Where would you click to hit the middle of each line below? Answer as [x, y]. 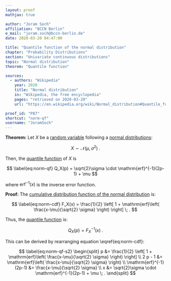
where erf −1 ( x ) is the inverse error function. [51, 184]
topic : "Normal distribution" [37, 62]
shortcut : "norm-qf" [27, 118]
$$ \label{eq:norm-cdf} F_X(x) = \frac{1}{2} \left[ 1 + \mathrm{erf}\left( [85, 204]
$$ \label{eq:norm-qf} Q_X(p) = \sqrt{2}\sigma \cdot [62, 168]
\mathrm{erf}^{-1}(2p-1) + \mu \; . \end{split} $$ [85, 273]
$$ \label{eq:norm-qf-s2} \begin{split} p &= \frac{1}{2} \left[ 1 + [85, 251]
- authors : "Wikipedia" [35, 80]
